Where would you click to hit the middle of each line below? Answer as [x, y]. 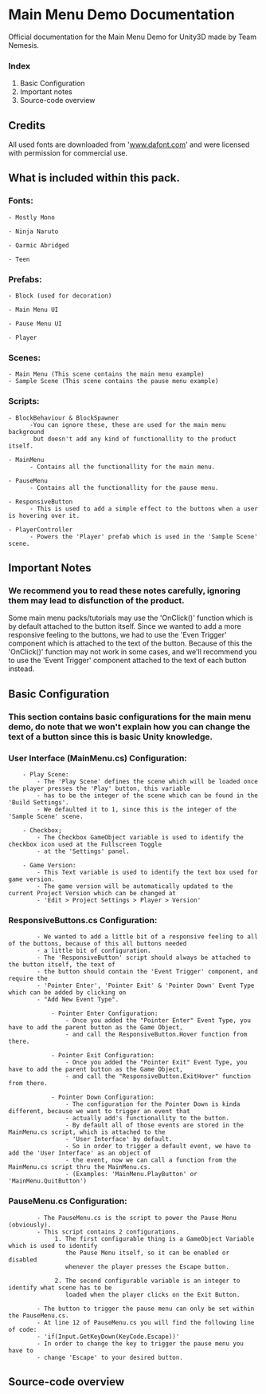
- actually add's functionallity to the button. [147, 1119]
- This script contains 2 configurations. [108, 1232]
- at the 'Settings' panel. [83, 851]
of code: [23, 1329]
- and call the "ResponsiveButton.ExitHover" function [158, 1076]
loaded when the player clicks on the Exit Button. [153, 1294]
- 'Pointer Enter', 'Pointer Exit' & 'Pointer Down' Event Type [146, 986]
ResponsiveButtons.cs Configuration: [83, 920]
